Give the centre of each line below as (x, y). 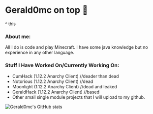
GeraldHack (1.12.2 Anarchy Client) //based (56, 92)
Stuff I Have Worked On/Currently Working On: (62, 65)
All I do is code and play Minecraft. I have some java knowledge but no (77, 47)
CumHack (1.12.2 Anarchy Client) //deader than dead (65, 76)
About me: (18, 37)
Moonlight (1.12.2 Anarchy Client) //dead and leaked (64, 86)
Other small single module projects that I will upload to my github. (78, 97)
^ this (11, 24)
